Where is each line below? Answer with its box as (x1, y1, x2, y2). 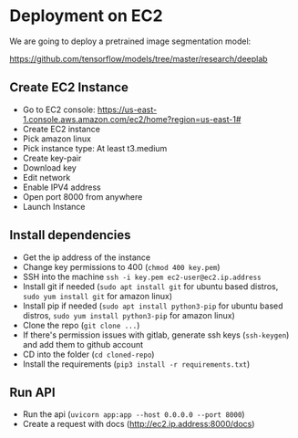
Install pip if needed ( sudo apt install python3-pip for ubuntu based (22, 300, 284, 311)
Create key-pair (22, 152, 82, 163)
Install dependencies (9, 227, 131, 243)
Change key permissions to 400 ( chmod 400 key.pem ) (22, 261, 221, 272)
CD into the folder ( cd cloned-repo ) (22, 349, 155, 360)
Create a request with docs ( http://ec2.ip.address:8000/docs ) (22, 419, 255, 430)
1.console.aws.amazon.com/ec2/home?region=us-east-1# (22, 113, 241, 124)
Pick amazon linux (22, 133, 91, 144)
